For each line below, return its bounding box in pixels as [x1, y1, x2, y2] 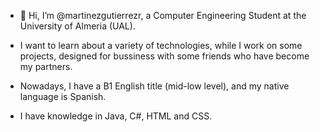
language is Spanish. [19, 91, 107, 102]
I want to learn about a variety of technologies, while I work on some [19, 40, 303, 51]
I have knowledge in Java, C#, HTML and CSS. [19, 110, 213, 122]
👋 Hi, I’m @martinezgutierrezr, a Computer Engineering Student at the [19, 10, 307, 21]
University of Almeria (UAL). [19, 20, 136, 32]
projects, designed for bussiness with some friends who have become [19, 50, 310, 62]
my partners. [19, 61, 73, 72]
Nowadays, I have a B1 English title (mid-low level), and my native [19, 80, 290, 92]
